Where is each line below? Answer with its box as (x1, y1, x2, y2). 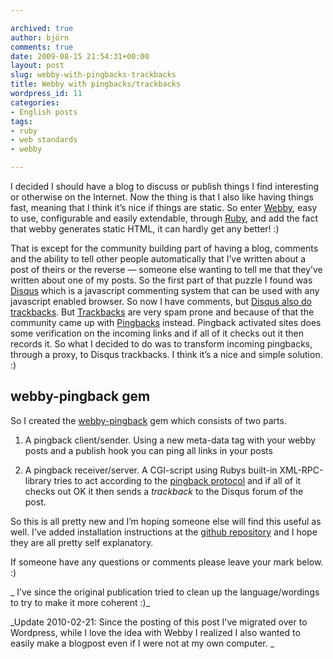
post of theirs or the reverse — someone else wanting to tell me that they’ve (10, 264, 323, 275)
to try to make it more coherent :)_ (10, 596, 151, 608)
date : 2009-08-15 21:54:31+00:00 (10, 51, 150, 61)
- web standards (10, 135, 78, 145)
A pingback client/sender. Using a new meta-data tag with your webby (24, 434, 317, 446)
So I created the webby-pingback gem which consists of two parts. (10, 414, 287, 426)
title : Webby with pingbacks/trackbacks (10, 79, 182, 90)
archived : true (10, 23, 74, 33)
